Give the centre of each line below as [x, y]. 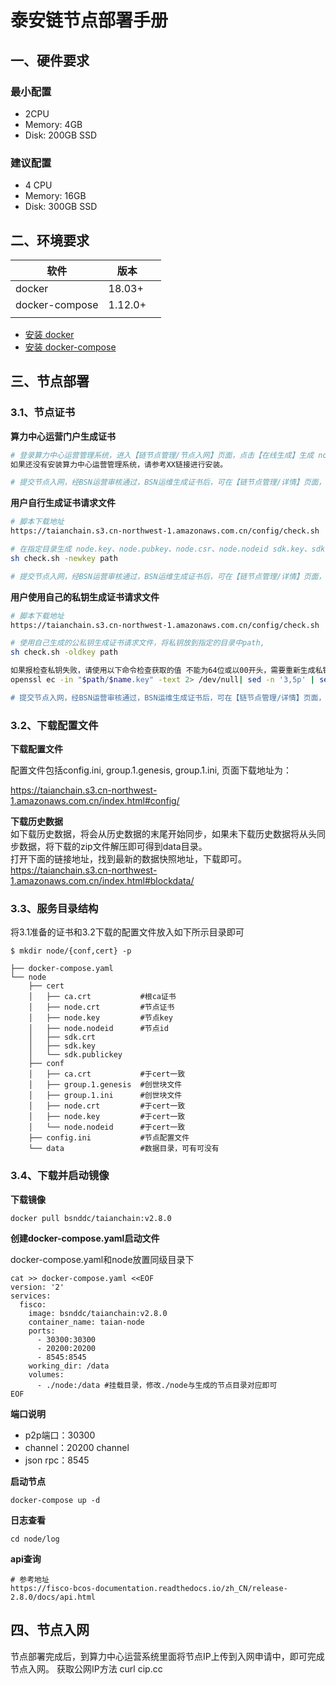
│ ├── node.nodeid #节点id [98, 1029]
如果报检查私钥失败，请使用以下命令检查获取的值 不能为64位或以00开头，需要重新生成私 [166, 671]
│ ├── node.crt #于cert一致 [107, 1106]
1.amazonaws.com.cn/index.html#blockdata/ [102, 881]
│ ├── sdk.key [62, 1046]
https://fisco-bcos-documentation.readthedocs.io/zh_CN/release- [149, 1588]
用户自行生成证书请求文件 [63, 503]
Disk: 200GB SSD [61, 135]
